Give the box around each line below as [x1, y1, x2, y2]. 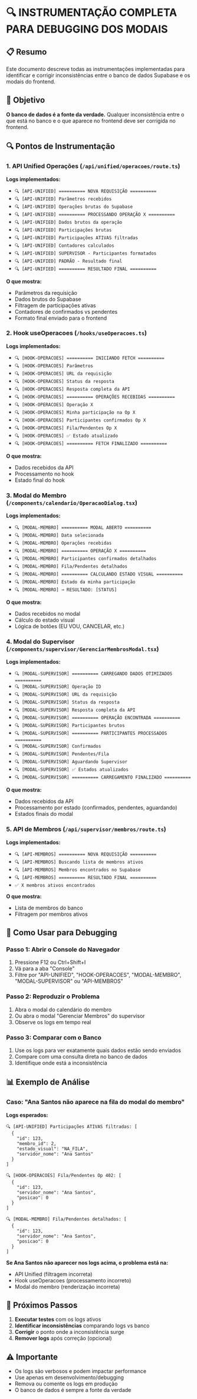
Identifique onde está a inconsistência [14, 1059, 107, 1066]
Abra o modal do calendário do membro [14, 1006, 112, 1013]
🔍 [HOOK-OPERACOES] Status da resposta [14, 378, 114, 384]
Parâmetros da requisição [14, 289, 78, 296]
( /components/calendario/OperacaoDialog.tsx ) [6, 499, 137, 507]
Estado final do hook [14, 476, 65, 484]
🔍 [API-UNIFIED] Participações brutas [14, 227, 112, 233]
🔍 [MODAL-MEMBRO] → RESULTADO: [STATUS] [14, 587, 117, 593]
